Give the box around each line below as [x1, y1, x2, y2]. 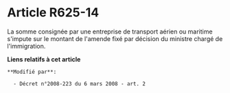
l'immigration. [7, 42, 46, 50]
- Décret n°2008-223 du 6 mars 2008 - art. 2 [13, 80, 146, 87]
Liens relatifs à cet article [7, 55, 81, 63]
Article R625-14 [7, 5, 100, 21]
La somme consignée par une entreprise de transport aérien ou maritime [7, 27, 213, 36]
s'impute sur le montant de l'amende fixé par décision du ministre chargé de [7, 34, 223, 42]
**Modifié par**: [7, 68, 57, 75]
